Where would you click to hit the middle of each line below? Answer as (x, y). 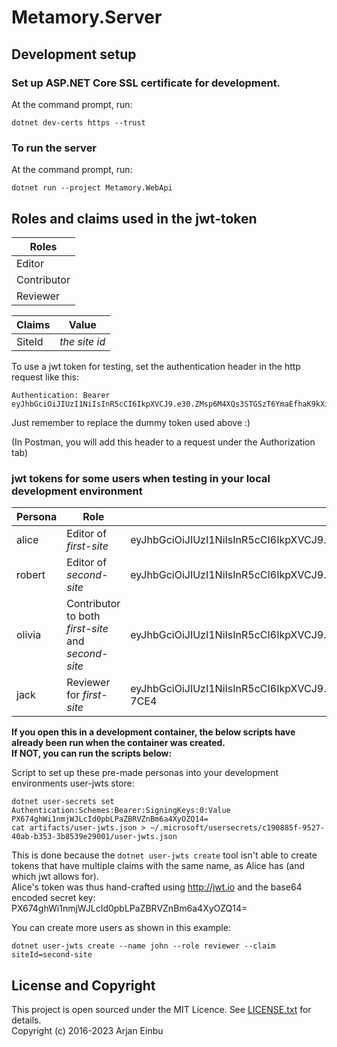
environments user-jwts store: (73, 783)
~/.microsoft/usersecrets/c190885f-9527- (237, 828)
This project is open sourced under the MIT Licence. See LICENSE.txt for (161, 1010)
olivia (29, 635)
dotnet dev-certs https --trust (78, 122)
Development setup (74, 54)
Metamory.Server (87, 17)
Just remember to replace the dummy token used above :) (131, 422)
